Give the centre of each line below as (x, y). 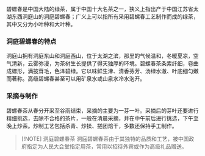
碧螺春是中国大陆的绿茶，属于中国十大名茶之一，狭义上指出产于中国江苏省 (100, 9)
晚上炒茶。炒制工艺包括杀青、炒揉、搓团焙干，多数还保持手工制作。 (92, 126)
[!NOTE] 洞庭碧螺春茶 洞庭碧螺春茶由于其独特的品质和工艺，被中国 (105, 138)
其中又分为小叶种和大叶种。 (41, 24)
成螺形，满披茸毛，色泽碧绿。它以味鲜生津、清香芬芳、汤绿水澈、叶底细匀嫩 (103, 71)
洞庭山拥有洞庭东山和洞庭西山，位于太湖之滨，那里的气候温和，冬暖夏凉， (100, 56)
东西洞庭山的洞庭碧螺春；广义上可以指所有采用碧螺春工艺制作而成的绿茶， (105, 16)
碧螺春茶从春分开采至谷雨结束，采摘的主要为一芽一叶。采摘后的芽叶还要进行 (103, 110)
